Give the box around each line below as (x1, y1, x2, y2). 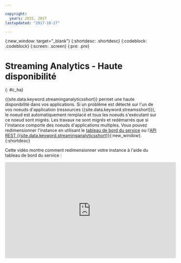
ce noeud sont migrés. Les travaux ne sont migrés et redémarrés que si (5, 117, 149, 123)
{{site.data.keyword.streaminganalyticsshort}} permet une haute (5, 96, 135, 102)
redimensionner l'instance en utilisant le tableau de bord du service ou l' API (5, 127, 157, 133)
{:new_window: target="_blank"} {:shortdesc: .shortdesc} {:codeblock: (5, 38, 147, 44)
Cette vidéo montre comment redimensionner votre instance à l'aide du (5, 147, 149, 153)
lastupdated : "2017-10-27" (5, 20, 60, 25)
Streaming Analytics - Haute (5, 61, 123, 71)
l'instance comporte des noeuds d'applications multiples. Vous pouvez (5, 122, 147, 128)
